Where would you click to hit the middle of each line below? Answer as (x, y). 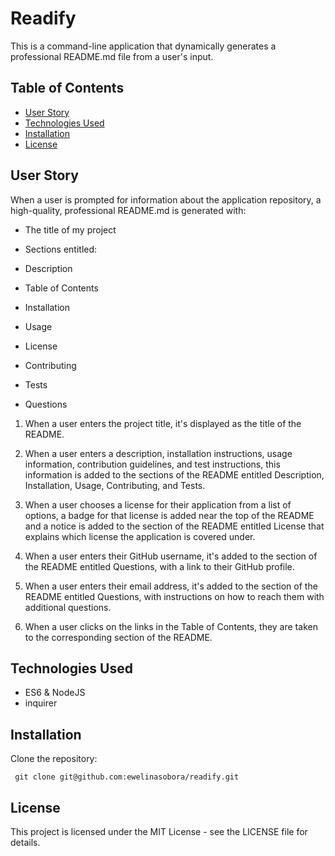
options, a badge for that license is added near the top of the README (169, 515)
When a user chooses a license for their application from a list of (158, 504)
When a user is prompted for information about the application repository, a (166, 199)
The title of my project (70, 229)
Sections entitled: (61, 249)
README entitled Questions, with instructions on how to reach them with (174, 596)
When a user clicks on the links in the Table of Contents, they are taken (171, 626)
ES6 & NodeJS (55, 693)
